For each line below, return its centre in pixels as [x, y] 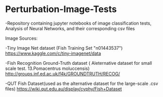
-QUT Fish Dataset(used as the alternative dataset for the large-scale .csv [82, 83]
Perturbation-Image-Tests [61, 9]
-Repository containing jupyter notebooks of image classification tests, [78, 23]
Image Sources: [21, 38]
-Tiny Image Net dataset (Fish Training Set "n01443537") [64, 48]
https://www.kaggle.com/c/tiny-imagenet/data [53, 53]
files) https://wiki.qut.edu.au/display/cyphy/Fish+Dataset [63, 88]
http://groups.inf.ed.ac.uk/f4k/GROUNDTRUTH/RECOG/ [63, 73]
